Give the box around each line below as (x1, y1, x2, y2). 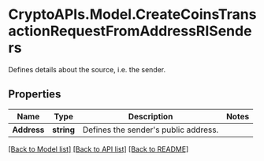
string (52, 124, 76, 135)
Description (128, 111, 173, 122)
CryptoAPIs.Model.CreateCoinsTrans (8, 5, 257, 24)
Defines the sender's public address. (82, 124, 219, 135)
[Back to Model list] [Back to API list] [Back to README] (8, 144, 189, 154)
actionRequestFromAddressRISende (8, 22, 252, 40)
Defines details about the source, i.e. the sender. (8, 64, 166, 74)
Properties (8, 88, 61, 101)
